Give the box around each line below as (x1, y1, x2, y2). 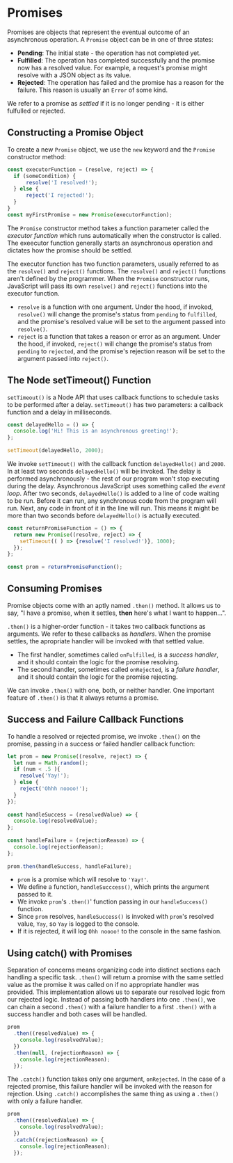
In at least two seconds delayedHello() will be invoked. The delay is (7, 467, 202, 475)
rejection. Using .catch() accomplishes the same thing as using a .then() (7, 1090, 219, 1098)
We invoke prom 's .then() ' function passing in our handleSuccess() (17, 897, 209, 906)
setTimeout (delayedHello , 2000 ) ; (7, 447, 104, 454)
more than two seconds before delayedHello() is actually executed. (7, 511, 202, 520)
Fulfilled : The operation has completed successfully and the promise (17, 56, 216, 64)
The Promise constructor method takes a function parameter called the (7, 224, 209, 232)
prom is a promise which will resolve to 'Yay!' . (17, 875, 149, 884)
